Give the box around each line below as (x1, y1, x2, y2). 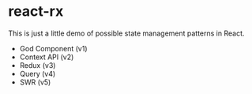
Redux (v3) (19, 60, 56, 70)
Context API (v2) (19, 52, 74, 62)
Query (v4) (19, 69, 56, 78)
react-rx (8, 2, 64, 21)
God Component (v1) (19, 43, 88, 53)
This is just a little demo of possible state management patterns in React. (8, 28, 245, 38)
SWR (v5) (19, 77, 51, 87)
